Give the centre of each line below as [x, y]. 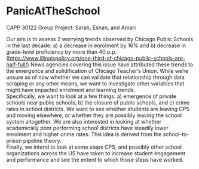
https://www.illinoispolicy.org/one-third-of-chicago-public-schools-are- [97, 58]
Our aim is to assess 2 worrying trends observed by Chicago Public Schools [100, 39]
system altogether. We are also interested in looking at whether [84, 121]
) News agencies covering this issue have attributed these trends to [110, 64]
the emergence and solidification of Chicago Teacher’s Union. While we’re [97, 70]
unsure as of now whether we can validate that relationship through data [96, 77]
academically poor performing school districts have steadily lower [88, 128]
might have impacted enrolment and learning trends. [71, 90]
